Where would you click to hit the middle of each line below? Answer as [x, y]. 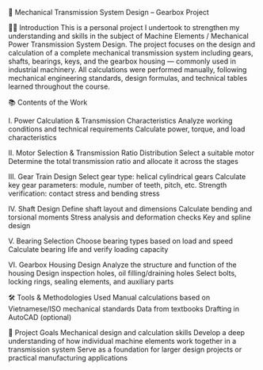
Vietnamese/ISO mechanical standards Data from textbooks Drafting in [124, 309]
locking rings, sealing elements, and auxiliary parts [91, 282]
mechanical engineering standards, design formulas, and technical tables [128, 78]
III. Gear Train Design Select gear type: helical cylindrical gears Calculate [127, 177]
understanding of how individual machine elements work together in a [122, 341]
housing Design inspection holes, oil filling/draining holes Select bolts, [122, 273]
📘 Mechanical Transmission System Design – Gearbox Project [109, 12]
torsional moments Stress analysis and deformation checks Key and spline [130, 217]
